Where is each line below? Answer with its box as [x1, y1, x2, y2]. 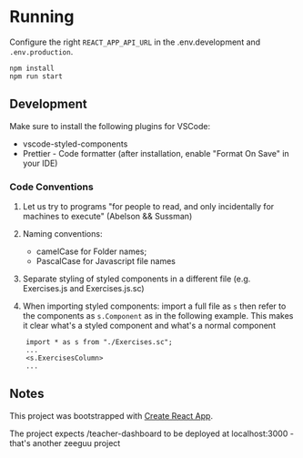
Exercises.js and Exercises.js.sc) [22, 283, 145, 294]
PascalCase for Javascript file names [35, 256, 176, 267]
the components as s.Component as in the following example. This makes [22, 310, 294, 321]
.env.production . [9, 46, 74, 56]
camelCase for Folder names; [35, 246, 147, 257]
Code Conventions [9, 180, 94, 193]
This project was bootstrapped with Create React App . [9, 410, 214, 421]
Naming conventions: [22, 229, 103, 239]
